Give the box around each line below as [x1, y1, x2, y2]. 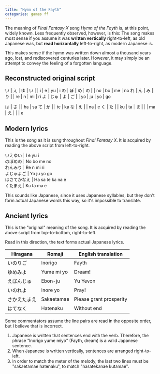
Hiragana [11, 250, 33, 257]
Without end [74, 305, 102, 311]
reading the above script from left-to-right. [5, 143, 90, 148]
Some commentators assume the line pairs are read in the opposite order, [5, 318, 152, 324]
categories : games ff [5, 12, 49, 16]
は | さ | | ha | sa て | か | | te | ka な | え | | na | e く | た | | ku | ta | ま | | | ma [5, 104, 156, 110]
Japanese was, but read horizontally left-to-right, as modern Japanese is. [5, 40, 153, 46]
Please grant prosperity [74, 295, 128, 302]
